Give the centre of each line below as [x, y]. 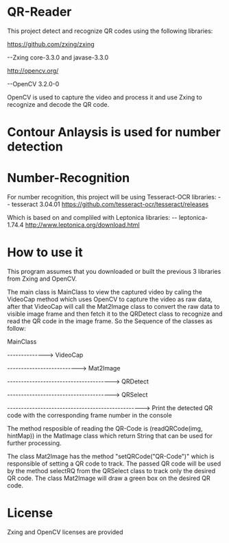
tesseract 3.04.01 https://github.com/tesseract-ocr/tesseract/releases [110, 204]
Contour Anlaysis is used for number [114, 132]
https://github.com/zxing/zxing [51, 44]
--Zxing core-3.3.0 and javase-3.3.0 [58, 57]
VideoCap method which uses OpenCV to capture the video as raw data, [110, 299]
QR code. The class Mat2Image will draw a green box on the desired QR [109, 478]
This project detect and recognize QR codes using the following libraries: [110, 31]
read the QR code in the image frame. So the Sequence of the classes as [110, 321]
